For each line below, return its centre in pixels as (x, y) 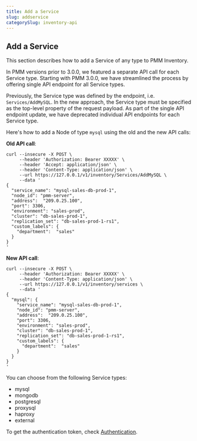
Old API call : (21, 144)
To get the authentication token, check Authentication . (72, 432)
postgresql (28, 402)
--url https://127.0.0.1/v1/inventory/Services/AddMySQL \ (93, 175)
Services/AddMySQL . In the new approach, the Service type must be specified (99, 102)
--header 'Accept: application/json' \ (68, 165)
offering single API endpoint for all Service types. (66, 84)
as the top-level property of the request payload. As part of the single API (95, 108)
